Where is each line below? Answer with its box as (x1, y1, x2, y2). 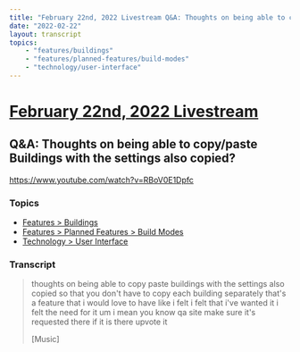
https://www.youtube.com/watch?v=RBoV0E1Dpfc (9, 174, 195, 185)
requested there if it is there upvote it (30, 316, 168, 327)
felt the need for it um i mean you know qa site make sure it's (30, 307, 256, 318)
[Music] (30, 334, 60, 345)
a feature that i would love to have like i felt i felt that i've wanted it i (30, 298, 279, 308)
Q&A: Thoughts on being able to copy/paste (9, 137, 258, 152)
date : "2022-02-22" (9, 21, 82, 30)
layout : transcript (9, 29, 82, 38)
